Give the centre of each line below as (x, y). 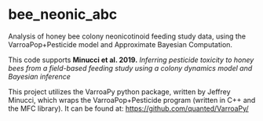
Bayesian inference (39, 76)
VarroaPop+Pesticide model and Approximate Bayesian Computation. (121, 44)
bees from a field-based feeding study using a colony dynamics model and (130, 68)
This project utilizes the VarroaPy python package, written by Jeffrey (119, 91)
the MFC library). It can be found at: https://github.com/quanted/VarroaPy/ (128, 108)
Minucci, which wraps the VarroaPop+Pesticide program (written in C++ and (132, 100)
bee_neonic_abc (63, 15)
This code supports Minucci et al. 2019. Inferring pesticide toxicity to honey (131, 60)
